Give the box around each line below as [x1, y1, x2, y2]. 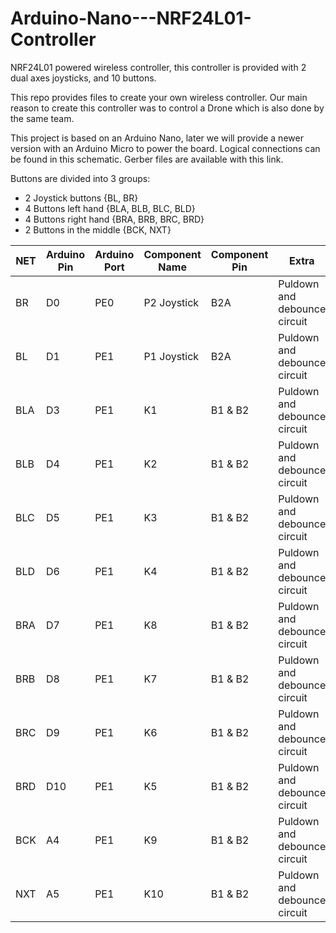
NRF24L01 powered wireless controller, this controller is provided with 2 [10, 61, 307, 73]
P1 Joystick [143, 349, 200, 363]
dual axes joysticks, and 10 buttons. [10, 72, 157, 84]
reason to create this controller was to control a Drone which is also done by [10, 102, 325, 114]
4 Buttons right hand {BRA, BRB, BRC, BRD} [24, 213, 205, 225]
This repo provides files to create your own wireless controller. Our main [10, 91, 308, 103]
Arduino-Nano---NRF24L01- [10, 7, 252, 30]
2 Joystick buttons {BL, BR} [24, 192, 139, 204]
